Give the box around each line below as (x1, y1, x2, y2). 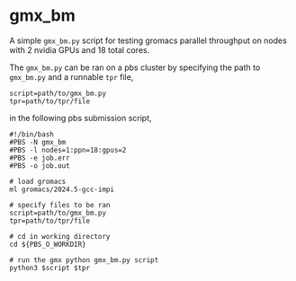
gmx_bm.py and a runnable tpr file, (9, 71, 134, 82)
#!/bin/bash (9, 129, 54, 139)
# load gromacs (9, 177, 67, 186)
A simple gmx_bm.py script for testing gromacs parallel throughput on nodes (9, 35, 288, 46)
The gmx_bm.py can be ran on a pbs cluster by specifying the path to (9, 62, 261, 73)
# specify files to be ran (9, 200, 111, 209)
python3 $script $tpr (9, 263, 91, 272)
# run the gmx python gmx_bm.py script (9, 255, 159, 265)
